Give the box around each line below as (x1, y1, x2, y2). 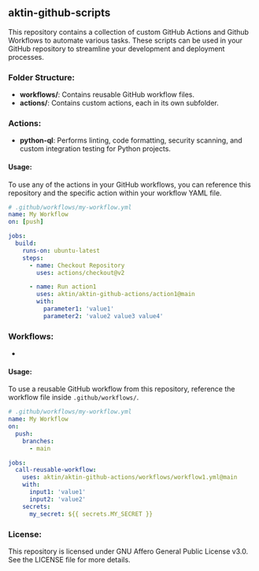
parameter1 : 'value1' (43, 305, 114, 313)
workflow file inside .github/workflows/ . (8, 393, 139, 402)
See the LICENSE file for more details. (8, 554, 131, 564)
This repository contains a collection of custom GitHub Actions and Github (8, 27, 250, 36)
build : (15, 239, 37, 247)
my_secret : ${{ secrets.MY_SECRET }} (28, 510, 154, 518)
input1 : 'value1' (28, 488, 87, 496)
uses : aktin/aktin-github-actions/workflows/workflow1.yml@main (22, 473, 238, 481)
